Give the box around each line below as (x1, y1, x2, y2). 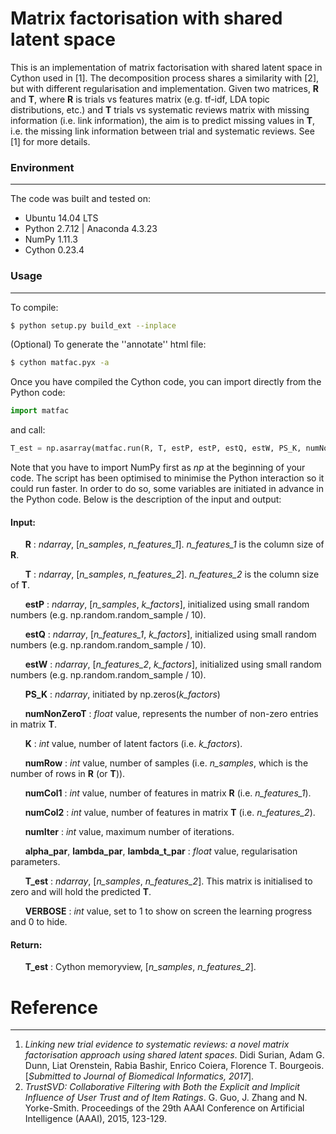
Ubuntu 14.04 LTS (24, 212, 99, 224)
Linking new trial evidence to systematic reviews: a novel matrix (24, 1038, 290, 1051)
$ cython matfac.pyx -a (10, 358, 110, 368)
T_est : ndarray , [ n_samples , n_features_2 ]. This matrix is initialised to (24, 875, 313, 887)
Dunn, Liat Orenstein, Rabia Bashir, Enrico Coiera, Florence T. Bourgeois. (24, 1060, 325, 1072)
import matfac (10, 406, 70, 416)
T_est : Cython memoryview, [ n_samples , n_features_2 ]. (24, 961, 257, 973)
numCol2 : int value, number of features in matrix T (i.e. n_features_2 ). (24, 807, 316, 819)
